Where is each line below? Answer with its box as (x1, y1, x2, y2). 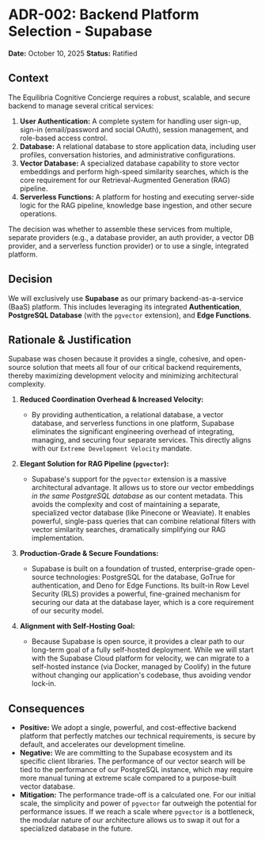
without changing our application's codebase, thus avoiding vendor (31, 671, 252, 680)
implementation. (31, 533, 85, 543)
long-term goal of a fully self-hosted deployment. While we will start (31, 645, 254, 655)
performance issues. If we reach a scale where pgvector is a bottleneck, (19, 807, 256, 816)
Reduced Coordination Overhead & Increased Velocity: (19, 394, 204, 405)
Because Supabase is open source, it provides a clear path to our (31, 637, 245, 646)
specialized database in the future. (19, 824, 133, 833)
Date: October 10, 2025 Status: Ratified (8, 48, 138, 58)
